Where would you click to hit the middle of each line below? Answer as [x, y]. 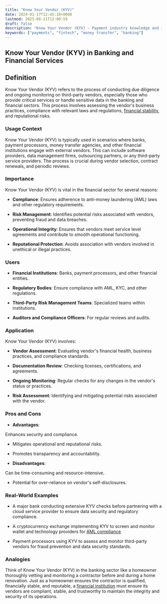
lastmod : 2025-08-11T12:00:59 [37, 19]
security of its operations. [32, 597]
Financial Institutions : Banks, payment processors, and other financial [85, 273]
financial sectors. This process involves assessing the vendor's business [80, 105]
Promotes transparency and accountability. [56, 453]
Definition [21, 77]
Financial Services [34, 61]
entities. [20, 278]
